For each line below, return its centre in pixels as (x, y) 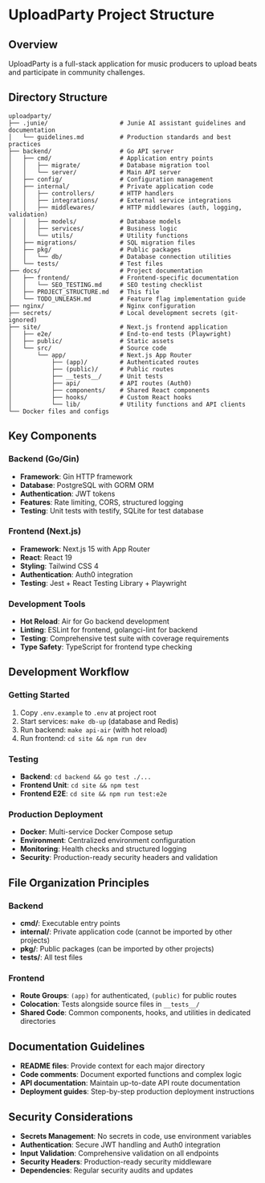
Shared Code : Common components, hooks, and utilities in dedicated (135, 1013)
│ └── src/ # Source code (88, 348)
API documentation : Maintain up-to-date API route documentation (130, 1083)
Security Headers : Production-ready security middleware (116, 1161)
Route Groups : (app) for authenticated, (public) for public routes (128, 996)
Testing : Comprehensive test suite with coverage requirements (124, 639)
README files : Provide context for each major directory (112, 1066)
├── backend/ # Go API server (91, 151)
